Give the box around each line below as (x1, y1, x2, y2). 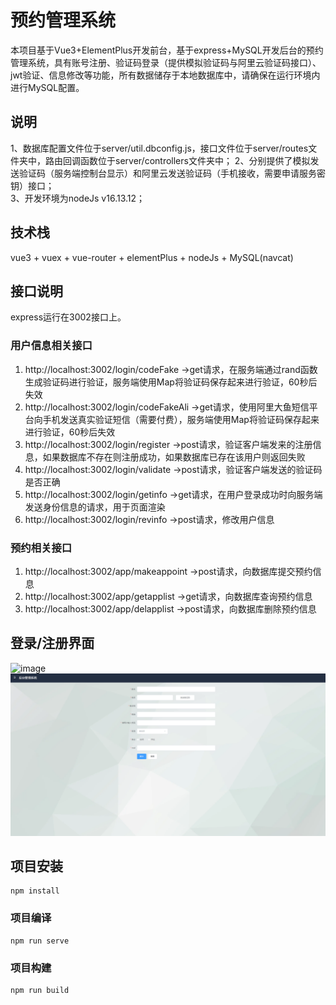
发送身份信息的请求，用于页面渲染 (24, 501, 166, 513)
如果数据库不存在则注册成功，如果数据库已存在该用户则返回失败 (42, 451, 306, 463)
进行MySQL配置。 (10, 81, 85, 93)
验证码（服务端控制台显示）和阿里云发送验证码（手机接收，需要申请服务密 (18, 167, 326, 179)
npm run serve (10, 936, 70, 946)
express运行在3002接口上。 (10, 311, 127, 323)
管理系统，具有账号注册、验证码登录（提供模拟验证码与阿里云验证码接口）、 (10, 56, 322, 68)
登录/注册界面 (10, 635, 95, 652)
